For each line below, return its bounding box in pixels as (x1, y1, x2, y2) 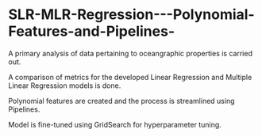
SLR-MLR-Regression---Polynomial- (8, 6, 256, 24)
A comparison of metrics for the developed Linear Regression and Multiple (8, 72, 252, 82)
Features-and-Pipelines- (8, 22, 175, 40)
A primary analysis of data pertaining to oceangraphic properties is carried (8, 48, 252, 58)
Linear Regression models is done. (8, 81, 121, 90)
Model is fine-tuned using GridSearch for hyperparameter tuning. (8, 120, 222, 129)
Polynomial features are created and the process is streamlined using (8, 96, 235, 105)
